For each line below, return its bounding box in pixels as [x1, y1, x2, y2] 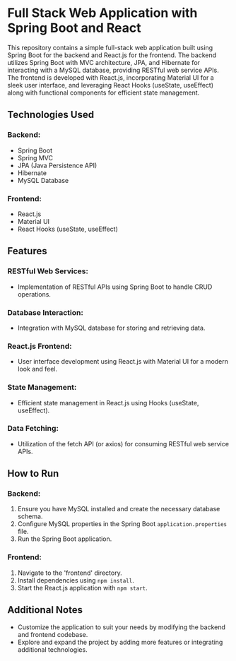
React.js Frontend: [7, 341, 72, 351]
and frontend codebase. [17, 630, 88, 638]
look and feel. [17, 365, 58, 374]
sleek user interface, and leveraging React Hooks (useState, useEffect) [7, 81, 214, 89]
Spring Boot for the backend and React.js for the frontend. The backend [7, 51, 217, 59]
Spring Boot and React [7, 20, 141, 36]
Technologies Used [7, 109, 94, 121]
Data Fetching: [7, 424, 59, 434]
